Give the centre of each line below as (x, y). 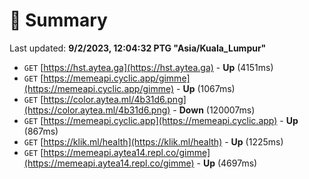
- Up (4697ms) (227, 163)
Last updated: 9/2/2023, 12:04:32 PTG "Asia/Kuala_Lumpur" (138, 48)
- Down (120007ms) (214, 110)
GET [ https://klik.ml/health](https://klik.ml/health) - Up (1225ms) (153, 141)
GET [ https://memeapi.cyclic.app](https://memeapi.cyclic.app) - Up (161, 120)
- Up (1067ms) (206, 88)
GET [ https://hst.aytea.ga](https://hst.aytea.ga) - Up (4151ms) (148, 67)
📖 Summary (58, 20)
